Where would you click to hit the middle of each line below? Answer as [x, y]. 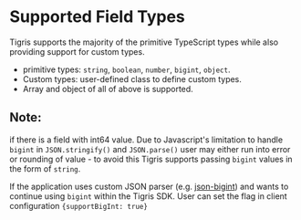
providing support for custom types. [77, 51]
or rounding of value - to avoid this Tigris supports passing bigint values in [151, 159]
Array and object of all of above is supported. [108, 89]
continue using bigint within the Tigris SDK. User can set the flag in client [148, 196]
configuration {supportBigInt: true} [79, 205]
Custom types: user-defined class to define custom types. [132, 79]
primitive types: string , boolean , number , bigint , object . [126, 69]
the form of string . [45, 168]
